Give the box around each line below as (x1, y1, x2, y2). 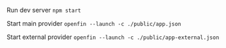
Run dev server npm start (6, 6, 82, 14)
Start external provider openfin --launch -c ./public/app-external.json (6, 33, 220, 41)
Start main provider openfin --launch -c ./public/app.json (6, 19, 182, 27)
